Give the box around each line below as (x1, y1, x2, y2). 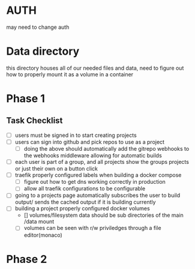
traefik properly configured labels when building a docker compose (14, 172, 182, 179)
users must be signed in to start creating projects (14, 131, 137, 139)
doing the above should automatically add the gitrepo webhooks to (23, 145, 190, 152)
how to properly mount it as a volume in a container (6, 70, 134, 78)
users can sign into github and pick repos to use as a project (14, 138, 165, 145)
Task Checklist (6, 115, 63, 126)
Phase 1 (6, 92, 45, 106)
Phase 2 (6, 252, 47, 266)
